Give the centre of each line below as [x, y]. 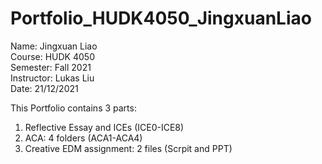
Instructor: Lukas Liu [52, 78]
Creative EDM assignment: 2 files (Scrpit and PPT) [128, 148]
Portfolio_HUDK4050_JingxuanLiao [161, 18]
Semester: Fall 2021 [51, 67]
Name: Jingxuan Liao [54, 46]
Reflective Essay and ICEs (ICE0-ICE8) [104, 127]
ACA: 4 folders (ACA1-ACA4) [83, 138]
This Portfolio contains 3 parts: [73, 108]
